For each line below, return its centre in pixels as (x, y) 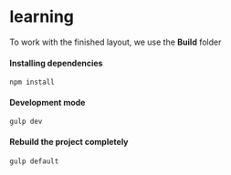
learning (42, 17)
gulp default (34, 161)
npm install (32, 82)
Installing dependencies (56, 63)
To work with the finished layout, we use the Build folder (115, 42)
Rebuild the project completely (69, 141)
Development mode (47, 102)
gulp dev (26, 122)
